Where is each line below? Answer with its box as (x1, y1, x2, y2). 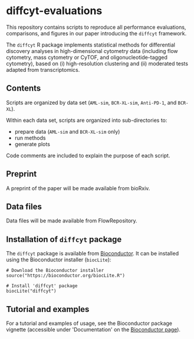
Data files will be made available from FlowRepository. (6, 217, 137, 224)
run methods (14, 134, 46, 141)
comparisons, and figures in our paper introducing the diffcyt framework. (6, 29, 187, 36)
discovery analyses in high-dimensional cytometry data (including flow (6, 47, 178, 54)
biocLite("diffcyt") (6, 288, 57, 294)
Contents (6, 84, 41, 94)
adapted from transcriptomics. (6, 66, 80, 73)
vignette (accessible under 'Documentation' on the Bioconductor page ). (6, 326, 181, 333)
